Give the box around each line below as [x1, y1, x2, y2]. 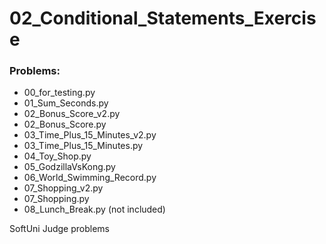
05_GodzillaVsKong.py [23, 161, 116, 173]
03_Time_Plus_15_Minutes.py [23, 140, 144, 152]
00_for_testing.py [23, 87, 96, 99]
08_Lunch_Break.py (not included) [23, 203, 166, 216]
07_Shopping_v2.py [23, 182, 104, 194]
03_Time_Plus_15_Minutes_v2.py [23, 129, 157, 141]
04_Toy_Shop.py [23, 150, 92, 162]
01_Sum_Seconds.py [23, 97, 109, 109]
